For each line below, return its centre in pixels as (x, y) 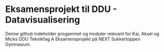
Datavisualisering (43, 20)
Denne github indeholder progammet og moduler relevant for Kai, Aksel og (82, 33)
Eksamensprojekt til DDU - (61, 9)
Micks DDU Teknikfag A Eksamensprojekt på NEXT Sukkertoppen (73, 39)
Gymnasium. (18, 44)
